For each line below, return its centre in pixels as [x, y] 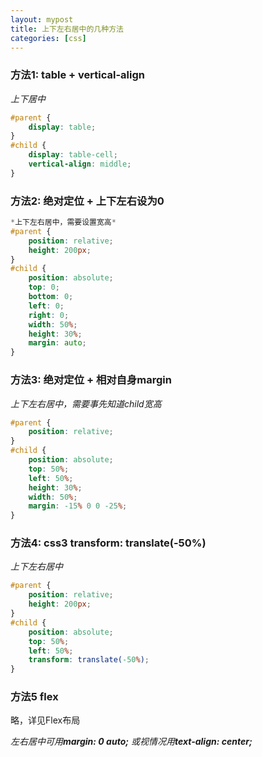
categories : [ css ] [48, 38]
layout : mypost [42, 19]
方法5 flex [34, 697]
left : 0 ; [46, 306]
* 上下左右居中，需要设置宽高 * [63, 222]
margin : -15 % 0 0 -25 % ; [78, 506]
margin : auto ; [57, 343]
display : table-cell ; [73, 155]
